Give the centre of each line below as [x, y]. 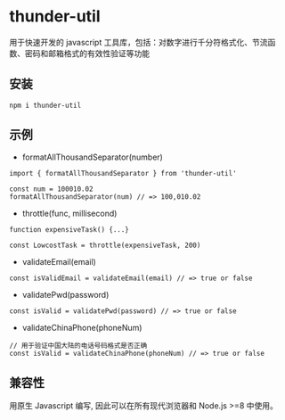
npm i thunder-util [45, 105]
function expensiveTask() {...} [69, 229]
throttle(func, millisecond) [69, 213]
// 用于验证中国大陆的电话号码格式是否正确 [78, 345]
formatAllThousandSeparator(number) [92, 157]
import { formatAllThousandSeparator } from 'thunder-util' [123, 173]
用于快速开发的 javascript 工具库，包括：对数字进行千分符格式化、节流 [138, 42]
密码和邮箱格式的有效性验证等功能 [87, 53]
